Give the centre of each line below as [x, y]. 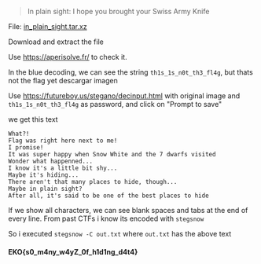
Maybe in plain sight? [45, 189]
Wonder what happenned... [50, 161]
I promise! [26, 148]
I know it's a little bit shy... [63, 168]
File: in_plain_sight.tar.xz [48, 26]
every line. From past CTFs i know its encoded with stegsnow [106, 218]
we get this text [33, 119]
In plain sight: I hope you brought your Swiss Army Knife [118, 11]
